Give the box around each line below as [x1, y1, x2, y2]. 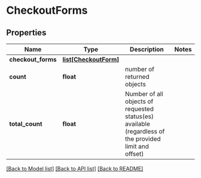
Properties [6, 28, 47, 38]
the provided [124, 135, 161, 143]
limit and [124, 142, 150, 150]
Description [129, 46, 165, 53]
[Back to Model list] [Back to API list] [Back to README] [6, 165, 144, 172]
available [124, 120, 151, 128]
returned [124, 73, 150, 81]
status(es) [124, 112, 154, 120]
